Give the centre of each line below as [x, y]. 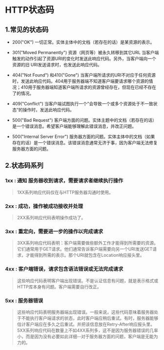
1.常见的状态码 [27, 29]
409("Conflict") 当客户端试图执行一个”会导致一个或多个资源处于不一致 [83, 104]
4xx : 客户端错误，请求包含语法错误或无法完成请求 [64, 269]
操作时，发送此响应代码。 [48, 110]
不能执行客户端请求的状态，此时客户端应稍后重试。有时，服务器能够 [90, 318]
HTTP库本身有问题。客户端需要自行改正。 [59, 287]
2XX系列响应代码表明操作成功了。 [51, 217]
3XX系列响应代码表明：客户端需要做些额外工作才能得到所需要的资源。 [88, 243]
